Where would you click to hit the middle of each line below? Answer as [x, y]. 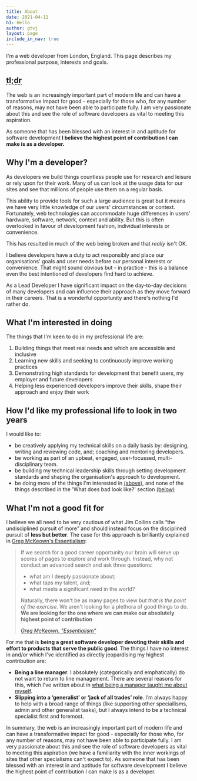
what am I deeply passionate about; [72, 577]
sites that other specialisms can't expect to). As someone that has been [93, 759]
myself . [24, 691]
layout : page [22, 34]
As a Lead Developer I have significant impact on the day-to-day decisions [96, 285]
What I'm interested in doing [59, 323]
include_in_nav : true [33, 39]
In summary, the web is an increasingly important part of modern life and [94, 728]
